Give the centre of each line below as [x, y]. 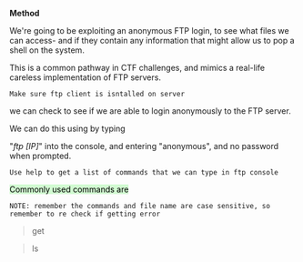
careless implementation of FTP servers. [86, 77]
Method [25, 13]
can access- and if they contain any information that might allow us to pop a [152, 40]
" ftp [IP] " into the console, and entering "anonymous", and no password [144, 146]
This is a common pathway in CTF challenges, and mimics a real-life [137, 68]
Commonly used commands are [69, 189]
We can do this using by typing [67, 128]
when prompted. [40, 156]
